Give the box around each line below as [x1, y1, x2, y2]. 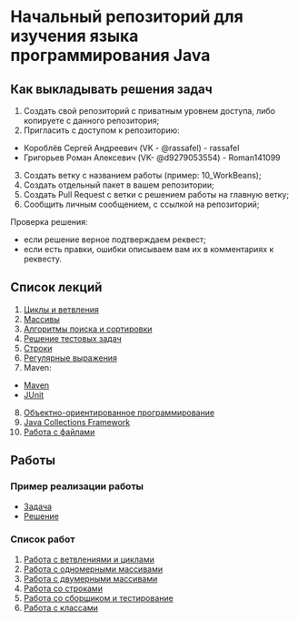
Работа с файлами [23, 426, 95, 437]
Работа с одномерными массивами [23, 563, 163, 575]
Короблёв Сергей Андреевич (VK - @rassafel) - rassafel [23, 143, 240, 153]
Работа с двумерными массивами [23, 573, 158, 584]
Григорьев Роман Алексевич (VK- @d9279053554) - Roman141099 [23, 152, 281, 163]
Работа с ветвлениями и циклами [23, 554, 155, 565]
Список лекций [10, 280, 103, 295]
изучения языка [10, 25, 139, 46]
